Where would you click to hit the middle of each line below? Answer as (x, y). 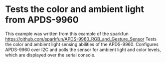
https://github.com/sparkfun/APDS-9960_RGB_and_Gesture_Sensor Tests (81, 39)
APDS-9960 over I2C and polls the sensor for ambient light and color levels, (83, 49)
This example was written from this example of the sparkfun (67, 33)
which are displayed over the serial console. (50, 55)
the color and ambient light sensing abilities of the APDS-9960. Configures (82, 44)
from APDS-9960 (42, 20)
